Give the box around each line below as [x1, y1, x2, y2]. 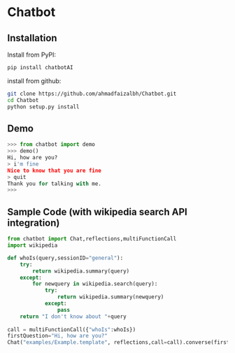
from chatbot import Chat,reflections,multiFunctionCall [7, 236, 177, 243]
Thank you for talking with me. [7, 180, 101, 187]
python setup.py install [7, 103, 80, 110]
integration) [7, 217, 60, 229]
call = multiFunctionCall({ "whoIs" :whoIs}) [7, 326, 136, 333]
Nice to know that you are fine [7, 167, 101, 174]
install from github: [7, 76, 62, 85]
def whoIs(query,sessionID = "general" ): [7, 254, 124, 261]
